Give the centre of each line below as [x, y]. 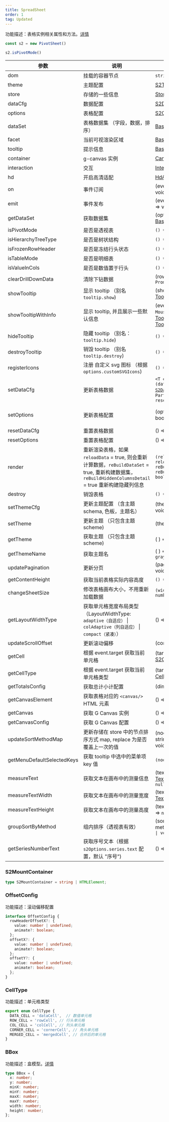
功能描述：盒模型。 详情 [29, 1064]
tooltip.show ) [100, 297]
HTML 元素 [96, 704]
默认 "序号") [107, 856]
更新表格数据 [99, 390]
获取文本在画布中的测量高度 [116, 810]
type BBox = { [20, 1073]
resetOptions [23, 440]
